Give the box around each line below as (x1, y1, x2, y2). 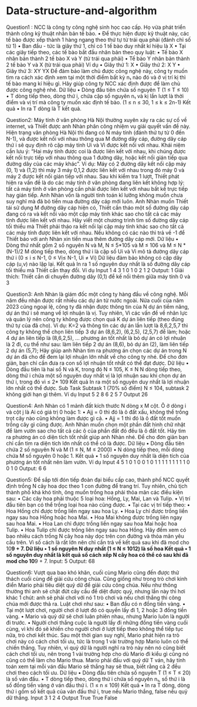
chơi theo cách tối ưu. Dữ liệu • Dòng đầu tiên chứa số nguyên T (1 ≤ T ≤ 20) (6, 669, 191, 676)
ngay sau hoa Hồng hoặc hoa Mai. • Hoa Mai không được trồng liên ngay (6, 514, 183, 521)
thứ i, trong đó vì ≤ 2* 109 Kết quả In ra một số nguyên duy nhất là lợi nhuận (6, 378, 189, 385)
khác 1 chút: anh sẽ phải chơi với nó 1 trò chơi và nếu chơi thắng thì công (6, 594, 181, 601)
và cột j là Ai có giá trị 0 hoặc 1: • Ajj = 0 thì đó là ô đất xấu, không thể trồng (6, 408, 189, 415)
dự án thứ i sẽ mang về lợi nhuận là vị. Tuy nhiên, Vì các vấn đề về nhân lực (6, 309, 188, 316)
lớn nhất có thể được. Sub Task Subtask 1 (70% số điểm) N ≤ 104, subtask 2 (6, 384, 189, 391)
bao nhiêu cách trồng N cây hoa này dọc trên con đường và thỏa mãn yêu (6, 532, 185, 540)
